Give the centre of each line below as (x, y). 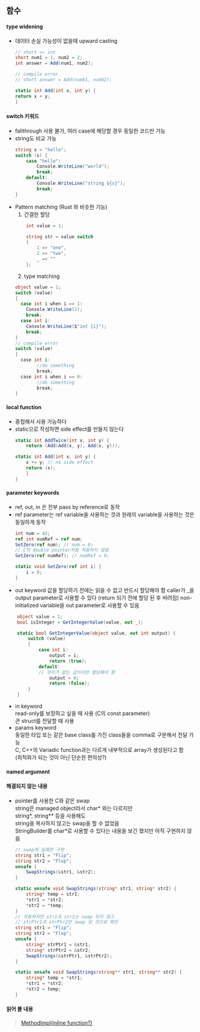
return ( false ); (69, 683)
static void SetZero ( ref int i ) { (58, 567)
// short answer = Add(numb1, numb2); (63, 80)
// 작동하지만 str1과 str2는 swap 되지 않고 (65, 917)
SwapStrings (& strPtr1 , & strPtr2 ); (69, 956)
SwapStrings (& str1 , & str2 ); (61, 872)
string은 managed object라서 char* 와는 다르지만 (74, 808)
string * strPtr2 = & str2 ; (59, 950)
